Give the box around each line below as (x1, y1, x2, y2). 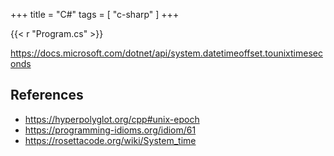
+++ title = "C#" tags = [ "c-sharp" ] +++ (10, 9, 180, 20)
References (10, 87, 84, 104)
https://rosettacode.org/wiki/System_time (24, 134, 197, 146)
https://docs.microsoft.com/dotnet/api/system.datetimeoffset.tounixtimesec (10, 47, 323, 59)
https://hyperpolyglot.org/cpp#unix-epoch (24, 113, 200, 125)
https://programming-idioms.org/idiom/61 (24, 124, 197, 136)
